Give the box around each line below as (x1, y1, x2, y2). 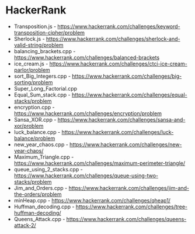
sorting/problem (13, 78, 53, 85)
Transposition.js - (13, 23, 57, 30)
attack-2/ (13, 222, 36, 229)
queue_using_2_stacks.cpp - (13, 166, 83, 173)
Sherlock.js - (13, 35, 45, 42)
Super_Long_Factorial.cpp (13, 85, 77, 92)
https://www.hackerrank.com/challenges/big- (72, 73, 182, 80)
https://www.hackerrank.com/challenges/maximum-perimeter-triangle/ (13, 159, 186, 167)
